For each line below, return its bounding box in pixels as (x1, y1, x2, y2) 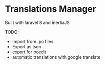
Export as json (12, 43, 42, 49)
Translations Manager (5, 3, 96, 15)
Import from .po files (12, 38, 54, 44)
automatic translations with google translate (12, 54, 101, 60)
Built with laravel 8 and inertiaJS (5, 20, 70, 25)
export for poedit (12, 49, 46, 55)
